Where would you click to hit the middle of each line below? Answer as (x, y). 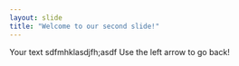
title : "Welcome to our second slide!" (85, 26)
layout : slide (36, 18)
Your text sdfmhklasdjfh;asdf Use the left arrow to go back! (120, 52)
